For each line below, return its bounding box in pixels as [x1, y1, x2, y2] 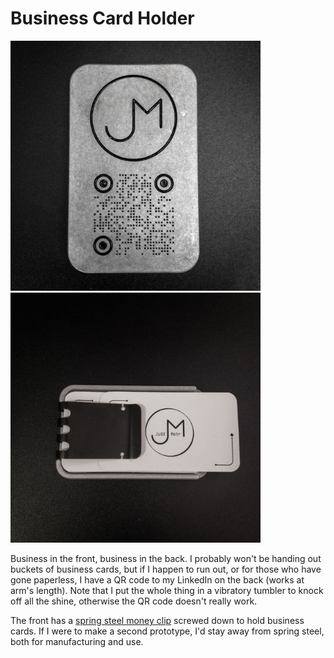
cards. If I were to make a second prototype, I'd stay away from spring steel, [10, 625, 325, 637]
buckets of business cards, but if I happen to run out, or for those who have [10, 563, 322, 575]
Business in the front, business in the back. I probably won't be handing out [10, 552, 322, 564]
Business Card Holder [10, 7, 195, 30]
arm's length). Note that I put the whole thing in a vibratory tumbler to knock [10, 584, 324, 596]
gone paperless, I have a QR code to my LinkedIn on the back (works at [10, 573, 305, 586]
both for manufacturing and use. [10, 635, 144, 647]
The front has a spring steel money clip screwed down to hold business [10, 614, 305, 626]
